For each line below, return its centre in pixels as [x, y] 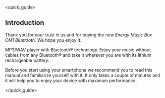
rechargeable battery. [27, 60]
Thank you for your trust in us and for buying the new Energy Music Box [79, 35]
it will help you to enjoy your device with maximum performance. [71, 80]
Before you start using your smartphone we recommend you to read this [79, 70]
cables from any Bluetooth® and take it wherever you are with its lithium [79, 55]
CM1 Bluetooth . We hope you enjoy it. [43, 40]
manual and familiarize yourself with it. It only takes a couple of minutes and [82, 75]
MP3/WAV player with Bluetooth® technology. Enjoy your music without [78, 50]
